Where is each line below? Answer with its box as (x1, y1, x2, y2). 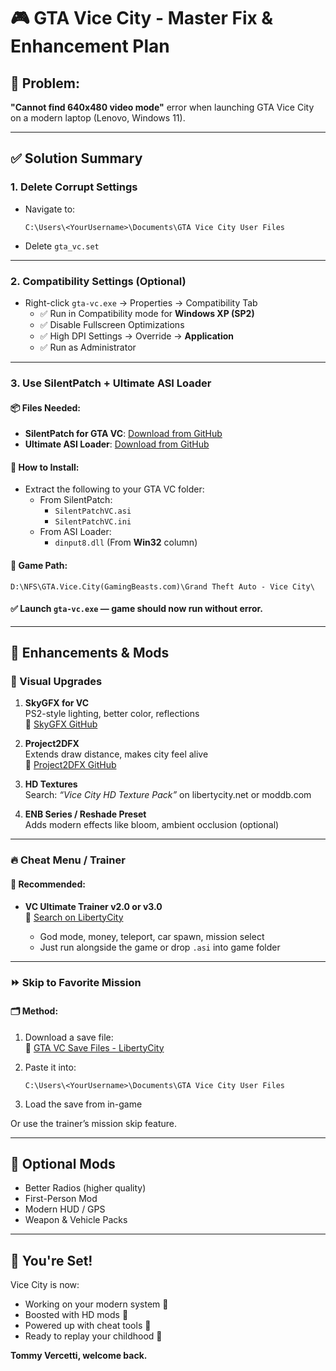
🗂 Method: (10, 1005, 59, 1017)
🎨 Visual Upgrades (10, 675, 103, 689)
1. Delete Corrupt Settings (10, 180, 138, 194)
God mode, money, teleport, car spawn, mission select (39, 930, 265, 942)
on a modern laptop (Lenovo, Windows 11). (10, 112, 186, 124)
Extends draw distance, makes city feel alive (24, 748, 209, 760)
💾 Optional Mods (10, 1156, 116, 1173)
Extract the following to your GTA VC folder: (24, 483, 205, 495)
